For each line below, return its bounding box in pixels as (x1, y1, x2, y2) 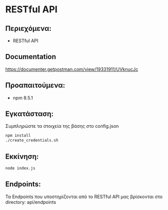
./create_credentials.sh (5, 138, 59, 143)
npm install (5, 133, 31, 138)
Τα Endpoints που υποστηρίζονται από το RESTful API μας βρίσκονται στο (5, 194, 163, 200)
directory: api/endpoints (5, 199, 57, 205)
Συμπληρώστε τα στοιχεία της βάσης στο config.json (5, 123, 119, 129)
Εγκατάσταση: (5, 109, 54, 119)
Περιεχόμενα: (5, 24, 52, 33)
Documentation (5, 52, 57, 61)
